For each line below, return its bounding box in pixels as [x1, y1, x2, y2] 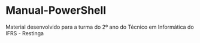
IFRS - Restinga [5, 29, 44, 36]
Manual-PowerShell [5, 4, 106, 17]
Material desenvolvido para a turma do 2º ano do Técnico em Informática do [5, 23, 194, 30]
